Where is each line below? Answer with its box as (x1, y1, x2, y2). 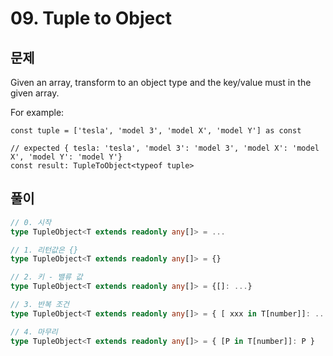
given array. (10, 87, 60, 99)
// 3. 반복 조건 (10, 300, 70, 310)
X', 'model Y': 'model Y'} (10, 152, 123, 162)
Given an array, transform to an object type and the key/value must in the (10, 77, 312, 88)
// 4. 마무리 (10, 327, 58, 337)
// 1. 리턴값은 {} (10, 245, 79, 255)
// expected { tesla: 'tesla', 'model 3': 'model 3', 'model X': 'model (10, 143, 320, 153)
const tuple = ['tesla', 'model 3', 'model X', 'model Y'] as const (10, 126, 302, 136)
